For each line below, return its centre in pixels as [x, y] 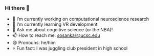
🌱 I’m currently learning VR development [55, 24]
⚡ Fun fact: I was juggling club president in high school [70, 48]
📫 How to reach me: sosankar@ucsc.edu [56, 35]
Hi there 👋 [17, 8]
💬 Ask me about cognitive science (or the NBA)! [62, 30]
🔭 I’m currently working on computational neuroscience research [81, 19]
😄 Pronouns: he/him [34, 43]
